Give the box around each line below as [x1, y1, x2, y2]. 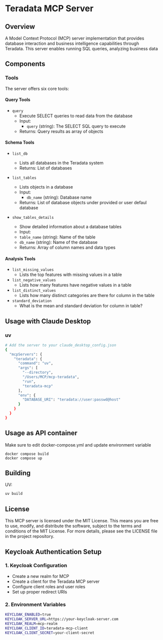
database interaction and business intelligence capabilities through [5, 41, 140, 46]
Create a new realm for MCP [12, 573, 70, 579]
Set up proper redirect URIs [12, 589, 67, 595]
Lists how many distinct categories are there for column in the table [19, 293, 155, 299]
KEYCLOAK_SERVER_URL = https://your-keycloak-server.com [5, 617, 119, 622]
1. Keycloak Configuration [5, 562, 67, 569]
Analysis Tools [5, 256, 36, 261]
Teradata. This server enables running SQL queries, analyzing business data [5, 46, 158, 51]
